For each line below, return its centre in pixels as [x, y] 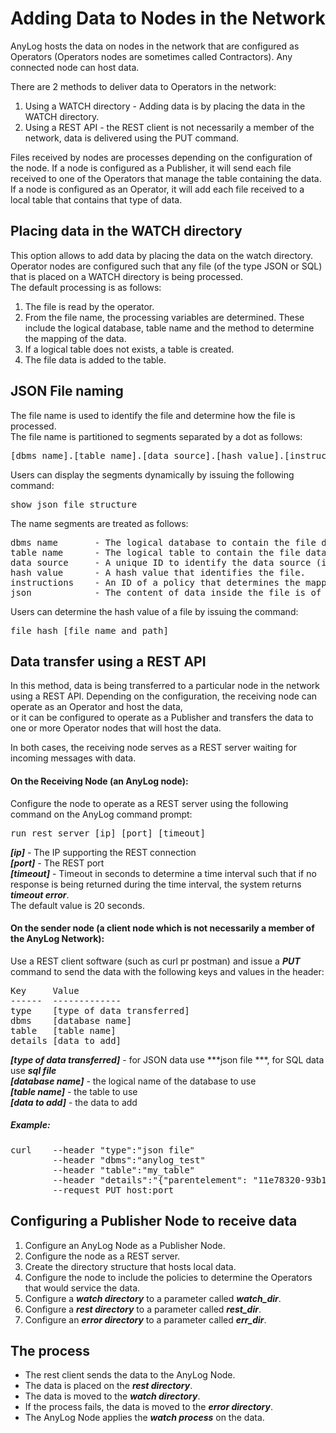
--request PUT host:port [113, 1190]
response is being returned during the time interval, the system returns [156, 884]
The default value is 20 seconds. [78, 905]
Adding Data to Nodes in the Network [168, 18]
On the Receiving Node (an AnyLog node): [99, 781]
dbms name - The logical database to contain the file [163, 542]
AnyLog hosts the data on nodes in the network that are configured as [155, 46]
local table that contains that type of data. [96, 199]
